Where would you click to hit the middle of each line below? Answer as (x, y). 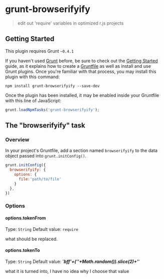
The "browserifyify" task (45, 126)
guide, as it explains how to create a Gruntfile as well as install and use (78, 66)
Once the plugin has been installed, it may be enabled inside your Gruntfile (82, 95)
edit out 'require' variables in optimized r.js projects (70, 23)
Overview (17, 139)
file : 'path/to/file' (40, 179)
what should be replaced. (31, 239)
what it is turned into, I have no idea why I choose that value (67, 271)
